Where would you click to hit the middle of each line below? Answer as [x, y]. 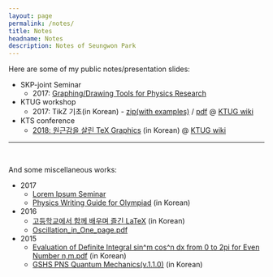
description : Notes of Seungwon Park [72, 46]
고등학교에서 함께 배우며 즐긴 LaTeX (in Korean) [108, 221]
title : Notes [30, 31]
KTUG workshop [48, 102]
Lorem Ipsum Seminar [69, 194]
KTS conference [48, 121]
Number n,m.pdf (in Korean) [80, 256]
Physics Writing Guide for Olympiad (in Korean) [111, 202]
